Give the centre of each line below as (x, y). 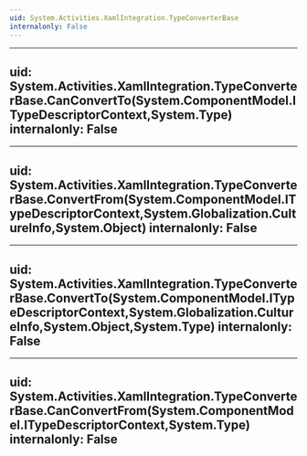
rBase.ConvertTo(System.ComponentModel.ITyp (152, 298)
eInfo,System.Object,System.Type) (112, 327)
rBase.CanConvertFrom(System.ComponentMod (152, 411)
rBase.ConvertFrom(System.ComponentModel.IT (153, 199)
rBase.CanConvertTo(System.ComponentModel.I (153, 100)
